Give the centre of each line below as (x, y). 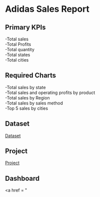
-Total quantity (20, 49)
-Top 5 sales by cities (26, 108)
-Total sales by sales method (34, 103)
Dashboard (22, 178)
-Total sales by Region (27, 98)
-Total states (18, 55)
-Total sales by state (25, 87)
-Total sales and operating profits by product (50, 93)
